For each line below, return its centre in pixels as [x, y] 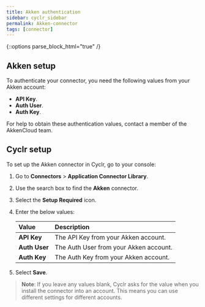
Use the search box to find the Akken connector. [77, 188]
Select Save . [31, 272]
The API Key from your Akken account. [110, 237]
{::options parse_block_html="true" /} [54, 47]
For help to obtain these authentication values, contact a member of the [97, 124]
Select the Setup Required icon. [56, 200]
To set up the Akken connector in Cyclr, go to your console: [81, 164]
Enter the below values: [45, 211]
